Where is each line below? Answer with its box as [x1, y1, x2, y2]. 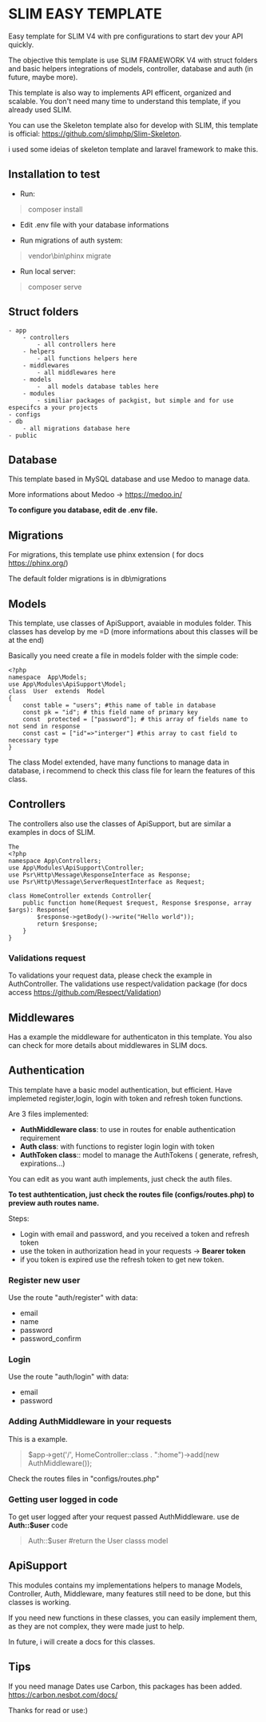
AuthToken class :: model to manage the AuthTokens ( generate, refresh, [19, 1150, 259, 1159]
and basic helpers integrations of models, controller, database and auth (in [8, 63, 254, 73]
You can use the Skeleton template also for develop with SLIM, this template [8, 120, 258, 130]
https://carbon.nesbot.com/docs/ [8, 1690, 118, 1700]
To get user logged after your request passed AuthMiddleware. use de [8, 1511, 240, 1521]
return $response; [37, 920, 98, 928]
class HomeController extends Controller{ [8, 892, 152, 900]
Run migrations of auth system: [19, 235, 123, 245]
